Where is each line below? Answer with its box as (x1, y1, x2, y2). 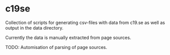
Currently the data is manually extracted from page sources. (5, 34, 131, 40)
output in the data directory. (5, 24, 63, 30)
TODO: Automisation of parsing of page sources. (5, 44, 108, 50)
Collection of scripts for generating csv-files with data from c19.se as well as (5, 19, 165, 25)
